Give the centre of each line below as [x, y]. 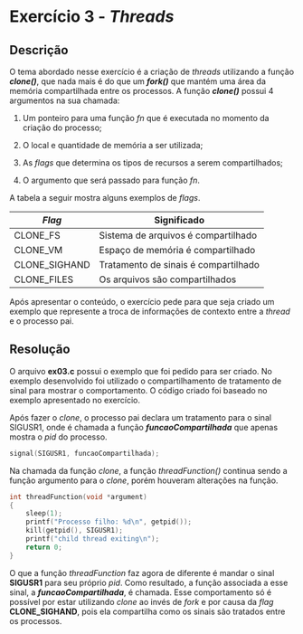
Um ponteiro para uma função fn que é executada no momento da [146, 118]
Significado [179, 220]
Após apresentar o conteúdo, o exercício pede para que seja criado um [142, 302]
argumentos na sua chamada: [65, 100]
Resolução [40, 350]
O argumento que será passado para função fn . [111, 180]
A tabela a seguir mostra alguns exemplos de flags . [105, 198]
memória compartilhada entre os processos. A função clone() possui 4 [142, 91]
